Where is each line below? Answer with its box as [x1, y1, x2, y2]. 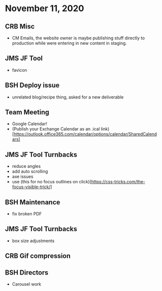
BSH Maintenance [5, 198, 60, 206]
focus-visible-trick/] [12, 184, 52, 190]
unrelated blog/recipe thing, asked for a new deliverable [12, 94, 124, 100]
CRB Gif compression [5, 252, 71, 260]
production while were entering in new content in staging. [12, 40, 127, 46]
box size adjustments [12, 238, 55, 243]
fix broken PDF [12, 211, 42, 217]
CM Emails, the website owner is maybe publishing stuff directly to [12, 35, 145, 41]
